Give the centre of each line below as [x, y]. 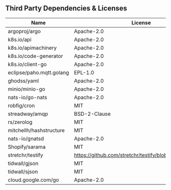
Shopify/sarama [27, 147]
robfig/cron [21, 105]
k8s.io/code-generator [35, 56]
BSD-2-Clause [92, 114]
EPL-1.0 [84, 72]
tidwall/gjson [23, 163]
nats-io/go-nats [27, 97]
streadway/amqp [28, 114]
